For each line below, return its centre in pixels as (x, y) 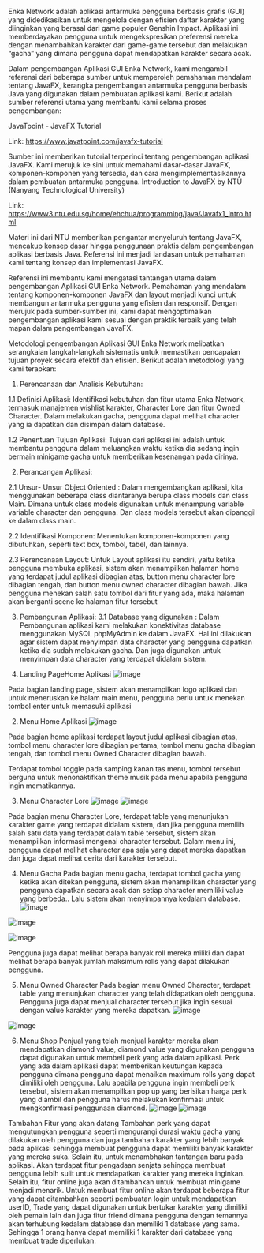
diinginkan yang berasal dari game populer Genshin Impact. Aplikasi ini (123, 28)
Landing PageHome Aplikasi (65, 674)
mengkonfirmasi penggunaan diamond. (84, 1108)
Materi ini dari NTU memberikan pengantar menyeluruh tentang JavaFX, (125, 237)
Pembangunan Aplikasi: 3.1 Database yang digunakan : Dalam (119, 617)
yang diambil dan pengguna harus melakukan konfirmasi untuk (122, 1099)
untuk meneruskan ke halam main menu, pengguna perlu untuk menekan (127, 698)
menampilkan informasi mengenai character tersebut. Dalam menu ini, (122, 841)
